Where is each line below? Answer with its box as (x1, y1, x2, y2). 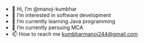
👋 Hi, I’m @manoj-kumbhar (11, 6, 78, 12)
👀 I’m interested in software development (11, 12, 112, 19)
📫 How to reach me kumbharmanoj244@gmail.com (11, 31, 138, 37)
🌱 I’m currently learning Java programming (11, 18, 116, 24)
